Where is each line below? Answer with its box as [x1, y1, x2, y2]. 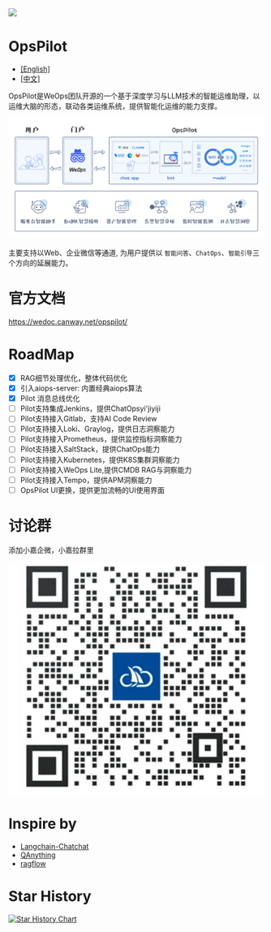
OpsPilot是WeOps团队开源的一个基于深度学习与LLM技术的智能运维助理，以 [8, 91, 260, 101]
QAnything [19, 850, 56, 860]
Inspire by [8, 814, 77, 833]
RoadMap [8, 345, 75, 364]
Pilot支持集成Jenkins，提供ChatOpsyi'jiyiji [19, 403, 161, 413]
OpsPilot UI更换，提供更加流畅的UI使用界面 [19, 485, 165, 494]
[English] [19, 64, 50, 74]
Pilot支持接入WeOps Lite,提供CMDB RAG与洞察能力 [19, 464, 192, 474]
